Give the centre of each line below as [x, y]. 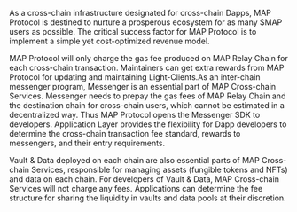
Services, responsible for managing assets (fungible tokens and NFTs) [159, 169]
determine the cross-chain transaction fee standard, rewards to [125, 133]
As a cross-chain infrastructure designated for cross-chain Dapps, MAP [141, 13]
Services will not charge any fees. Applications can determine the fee [136, 188]
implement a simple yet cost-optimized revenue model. [109, 41]
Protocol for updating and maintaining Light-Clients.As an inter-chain [135, 77]
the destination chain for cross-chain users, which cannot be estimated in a [147, 105]
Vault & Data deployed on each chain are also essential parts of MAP [134, 160]
